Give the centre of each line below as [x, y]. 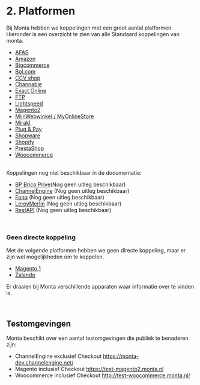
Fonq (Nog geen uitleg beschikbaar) [59, 197]
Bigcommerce [32, 65]
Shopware [28, 135]
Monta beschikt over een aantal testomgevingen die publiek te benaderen [97, 338]
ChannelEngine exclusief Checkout [58, 356]
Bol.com [25, 71]
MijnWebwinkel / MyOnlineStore [54, 116]
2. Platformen [41, 11]
